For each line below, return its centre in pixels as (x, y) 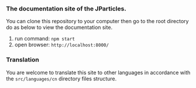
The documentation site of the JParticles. (66, 9)
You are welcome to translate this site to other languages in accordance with (98, 72)
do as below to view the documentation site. (59, 27)
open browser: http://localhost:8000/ (62, 45)
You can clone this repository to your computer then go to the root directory (97, 21)
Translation (23, 60)
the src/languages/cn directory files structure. (61, 78)
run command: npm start (44, 39)
